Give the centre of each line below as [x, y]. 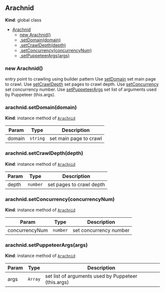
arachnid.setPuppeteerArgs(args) [46, 245]
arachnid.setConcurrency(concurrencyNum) [60, 199]
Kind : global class [23, 20]
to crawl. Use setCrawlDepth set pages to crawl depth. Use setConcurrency [82, 84]
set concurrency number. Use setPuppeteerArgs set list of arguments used [81, 89]
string [37, 139]
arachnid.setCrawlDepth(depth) [44, 153]
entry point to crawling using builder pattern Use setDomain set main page [81, 79]
